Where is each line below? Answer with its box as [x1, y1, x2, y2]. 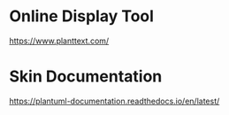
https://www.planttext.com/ [9, 35, 110, 46]
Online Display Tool [9, 6, 155, 27]
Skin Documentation [9, 66, 163, 87]
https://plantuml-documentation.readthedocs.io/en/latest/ [9, 96, 220, 106]
